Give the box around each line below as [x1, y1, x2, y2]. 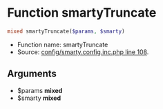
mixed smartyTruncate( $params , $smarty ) [7, 28, 126, 35]
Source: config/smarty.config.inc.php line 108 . [17, 47, 149, 56]
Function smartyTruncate [7, 5, 157, 21]
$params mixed [17, 86, 63, 94]
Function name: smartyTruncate [17, 40, 108, 49]
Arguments [7, 68, 57, 80]
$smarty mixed [17, 94, 61, 102]
